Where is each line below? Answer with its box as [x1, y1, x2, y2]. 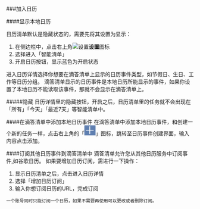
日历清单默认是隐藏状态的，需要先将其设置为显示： [6, 30, 132, 38]
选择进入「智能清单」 [14, 51, 67, 58]
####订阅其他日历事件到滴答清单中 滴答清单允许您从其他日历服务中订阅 [6, 149, 183, 157]
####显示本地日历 [6, 18, 51, 25]
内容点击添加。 [6, 137, 43, 144]
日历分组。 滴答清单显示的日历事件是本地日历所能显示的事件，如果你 [16, 78, 185, 85]
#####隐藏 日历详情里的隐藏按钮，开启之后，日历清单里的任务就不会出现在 [6, 98, 192, 105]
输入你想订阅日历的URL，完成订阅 [14, 185, 99, 192]
